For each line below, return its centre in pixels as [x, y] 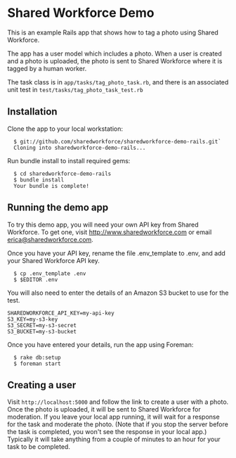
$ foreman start [37, 364]
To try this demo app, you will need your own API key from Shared [103, 224]
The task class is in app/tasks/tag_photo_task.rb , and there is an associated [118, 82]
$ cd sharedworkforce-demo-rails [63, 174]
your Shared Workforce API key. [54, 260]
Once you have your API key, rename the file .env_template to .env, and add [117, 253]
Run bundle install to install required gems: [69, 160]
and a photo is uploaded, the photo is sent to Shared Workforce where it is [115, 61]
